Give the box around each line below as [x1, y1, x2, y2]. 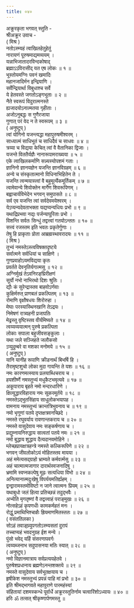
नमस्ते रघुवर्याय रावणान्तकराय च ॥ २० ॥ [6, 416, 82, 423]
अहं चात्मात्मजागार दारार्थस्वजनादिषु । [6, 462, 75, 469]
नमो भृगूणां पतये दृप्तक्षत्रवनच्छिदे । [6, 409, 68, 416]
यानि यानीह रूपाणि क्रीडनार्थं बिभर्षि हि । [6, 356, 79, 363]
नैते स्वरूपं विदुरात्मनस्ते [6, 98, 49, 105]
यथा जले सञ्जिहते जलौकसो [6, 336, 58, 343]
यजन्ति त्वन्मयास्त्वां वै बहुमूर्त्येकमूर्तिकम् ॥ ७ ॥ [6, 177, 90, 184]
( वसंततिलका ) [6, 515, 35, 522]
